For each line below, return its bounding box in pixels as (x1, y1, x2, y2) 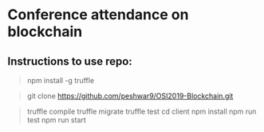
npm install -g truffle (26, 76, 95, 85)
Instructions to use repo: (7, 54, 132, 68)
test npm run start (26, 115, 87, 125)
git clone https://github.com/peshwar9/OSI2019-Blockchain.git (26, 91, 234, 101)
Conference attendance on (7, 6, 189, 24)
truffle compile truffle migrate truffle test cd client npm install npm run (26, 106, 257, 116)
